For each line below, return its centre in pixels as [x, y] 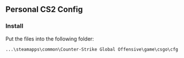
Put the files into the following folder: [50, 39]
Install [15, 26]
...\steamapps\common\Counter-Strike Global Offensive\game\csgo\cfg [92, 49]
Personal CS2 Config [44, 10]
